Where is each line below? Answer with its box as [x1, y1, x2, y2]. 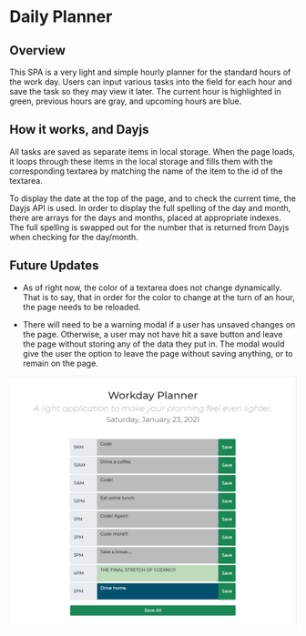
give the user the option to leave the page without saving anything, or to [22, 348, 293, 358]
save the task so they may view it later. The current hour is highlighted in [9, 86, 281, 96]
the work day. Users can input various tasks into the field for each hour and [9, 76, 292, 87]
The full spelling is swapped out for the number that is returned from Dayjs [9, 221, 290, 233]
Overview [9, 43, 66, 58]
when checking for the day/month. [9, 231, 138, 242]
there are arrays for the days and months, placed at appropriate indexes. [9, 212, 282, 223]
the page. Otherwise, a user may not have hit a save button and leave [22, 328, 283, 339]
